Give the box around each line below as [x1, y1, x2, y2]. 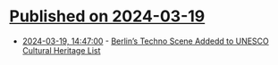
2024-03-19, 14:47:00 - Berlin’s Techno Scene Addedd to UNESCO [21, 36, 270, 46]
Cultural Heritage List [21, 45, 101, 55]
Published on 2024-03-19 [9, 6, 206, 27]
